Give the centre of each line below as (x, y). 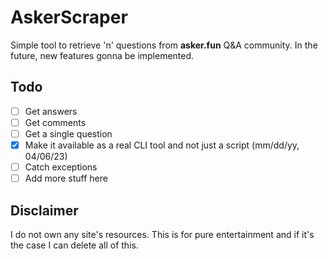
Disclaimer (44, 210)
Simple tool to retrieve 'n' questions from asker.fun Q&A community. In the (164, 45)
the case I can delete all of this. (74, 245)
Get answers (51, 111)
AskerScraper (69, 17)
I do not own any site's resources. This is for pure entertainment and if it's (162, 234)
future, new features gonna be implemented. (102, 55)
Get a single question (68, 133)
